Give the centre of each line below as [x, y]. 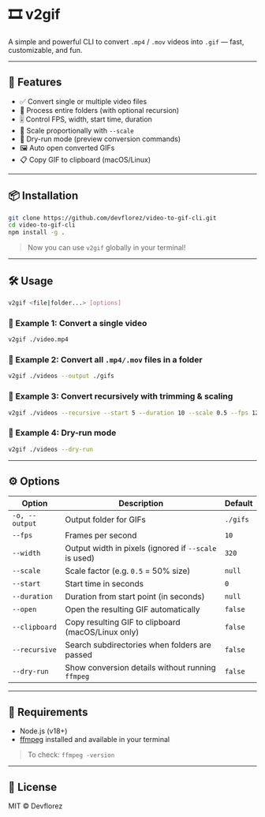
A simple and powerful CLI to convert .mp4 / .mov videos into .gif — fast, [126, 41]
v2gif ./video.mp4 [38, 339]
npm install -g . [37, 233]
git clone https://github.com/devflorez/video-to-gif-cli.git [112, 218]
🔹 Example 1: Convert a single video [78, 323]
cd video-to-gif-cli [42, 225]
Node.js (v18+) [43, 731]
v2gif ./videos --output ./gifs [61, 376]
